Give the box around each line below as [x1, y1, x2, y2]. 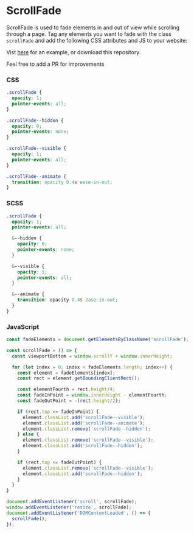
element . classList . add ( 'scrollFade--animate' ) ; [22, 420, 146, 426]
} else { [17, 431, 40, 437]
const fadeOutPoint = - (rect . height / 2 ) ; [17, 398, 121, 404]
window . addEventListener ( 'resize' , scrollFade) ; [6, 504, 132, 510]
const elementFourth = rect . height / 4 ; [17, 386, 116, 393]
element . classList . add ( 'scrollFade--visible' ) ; [22, 414, 146, 420]
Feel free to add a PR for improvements [6, 60, 105, 68]
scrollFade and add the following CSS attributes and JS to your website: [6, 37, 187, 44]
